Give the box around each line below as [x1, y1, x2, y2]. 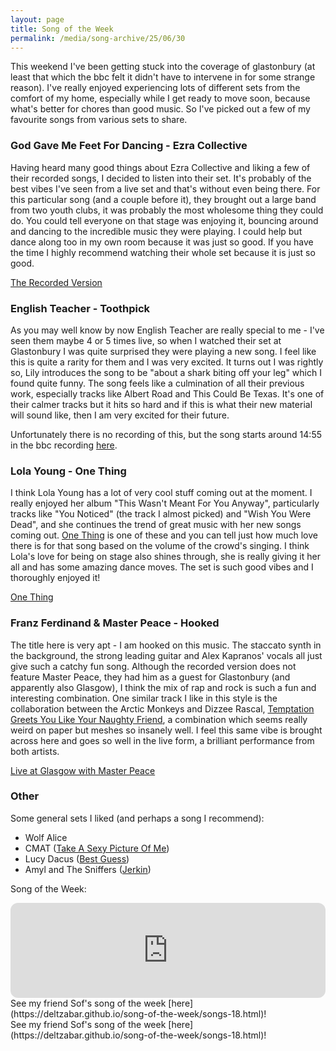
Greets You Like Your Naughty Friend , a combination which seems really [10, 713, 308, 725]
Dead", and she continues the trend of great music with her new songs [10, 519, 302, 531]
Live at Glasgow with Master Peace [10, 764, 156, 776]
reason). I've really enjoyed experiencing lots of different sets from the [10, 82, 301, 94]
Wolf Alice [24, 831, 68, 843]
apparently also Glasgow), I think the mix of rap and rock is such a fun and [10, 681, 317, 693]
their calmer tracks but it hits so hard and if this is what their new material [10, 398, 313, 410]
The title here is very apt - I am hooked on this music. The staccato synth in [10, 639, 322, 651]
